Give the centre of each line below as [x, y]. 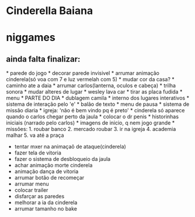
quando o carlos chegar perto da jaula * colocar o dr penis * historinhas [93, 117]
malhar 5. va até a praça [35, 135]
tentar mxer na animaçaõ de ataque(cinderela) [70, 147]
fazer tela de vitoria [38, 153]
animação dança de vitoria [46, 171]
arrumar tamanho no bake [46, 209]
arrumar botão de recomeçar [49, 178]
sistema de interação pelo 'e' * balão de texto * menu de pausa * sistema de [98, 104]
